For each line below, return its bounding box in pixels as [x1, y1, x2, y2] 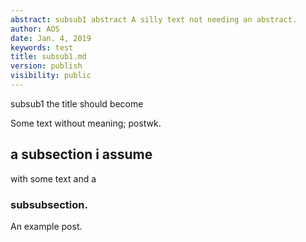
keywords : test [10, 42, 74, 53]
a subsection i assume [10, 146, 153, 163]
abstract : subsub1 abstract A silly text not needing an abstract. [10, 14, 298, 25]
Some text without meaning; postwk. [10, 117, 162, 129]
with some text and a [10, 172, 97, 185]
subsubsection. [10, 197, 88, 211]
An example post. [10, 220, 83, 232]
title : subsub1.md [10, 52, 87, 62]
